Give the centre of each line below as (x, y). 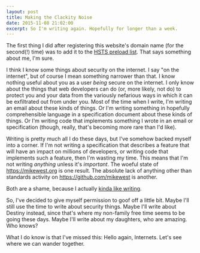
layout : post (22, 12)
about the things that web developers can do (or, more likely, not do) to (94, 89)
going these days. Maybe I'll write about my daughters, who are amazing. (97, 219)
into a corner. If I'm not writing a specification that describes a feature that (98, 145)
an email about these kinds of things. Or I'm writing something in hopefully (98, 108)
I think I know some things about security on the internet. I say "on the (93, 70)
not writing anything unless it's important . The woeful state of (82, 164)
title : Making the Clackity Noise (49, 17)
